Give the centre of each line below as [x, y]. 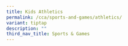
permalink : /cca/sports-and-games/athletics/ [64, 17]
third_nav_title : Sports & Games [48, 34]
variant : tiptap [26, 23]
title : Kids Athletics [35, 12]
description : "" [26, 28]
